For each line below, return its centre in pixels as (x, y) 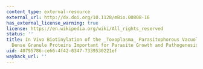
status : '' (20, 34)
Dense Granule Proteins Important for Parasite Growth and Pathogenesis (105, 46)
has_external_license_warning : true (52, 23)
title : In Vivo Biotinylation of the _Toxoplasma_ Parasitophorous (93, 40)
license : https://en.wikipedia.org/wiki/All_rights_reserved (85, 28)
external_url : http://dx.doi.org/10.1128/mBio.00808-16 (78, 17)
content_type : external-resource (48, 12)
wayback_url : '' (27, 56)
